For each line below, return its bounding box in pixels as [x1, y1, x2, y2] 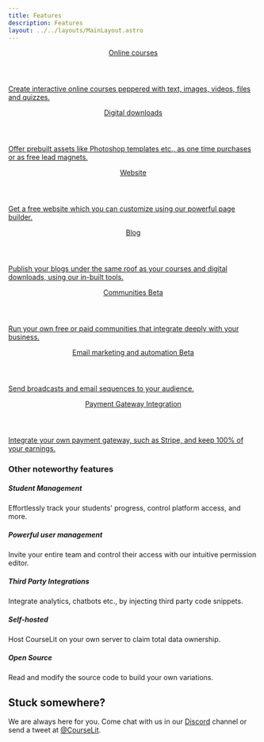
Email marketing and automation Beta [72, 348, 194, 358]
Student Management [8, 483, 82, 492]
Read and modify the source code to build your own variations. [8, 673, 214, 683]
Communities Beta [102, 288, 164, 297]
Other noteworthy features [8, 464, 113, 475]
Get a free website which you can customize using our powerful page [8, 204, 235, 214]
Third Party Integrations [8, 576, 90, 586]
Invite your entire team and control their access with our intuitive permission [8, 550, 257, 560]
